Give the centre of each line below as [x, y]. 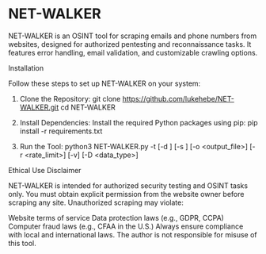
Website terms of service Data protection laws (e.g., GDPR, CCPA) [116, 217]
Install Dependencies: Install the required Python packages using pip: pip [139, 122]
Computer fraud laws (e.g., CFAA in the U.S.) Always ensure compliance [126, 226]
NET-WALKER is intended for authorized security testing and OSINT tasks [128, 185]
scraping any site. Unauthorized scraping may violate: [96, 202]
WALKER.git [39, 107]
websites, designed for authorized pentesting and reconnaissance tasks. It [130, 44]
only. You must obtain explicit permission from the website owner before [126, 194]
